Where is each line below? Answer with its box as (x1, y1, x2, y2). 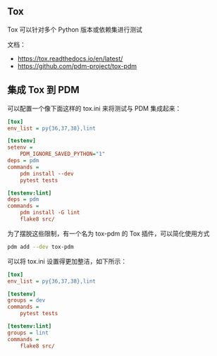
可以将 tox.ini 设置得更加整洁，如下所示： (7, 257, 128, 265)
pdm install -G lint (20, 209, 80, 216)
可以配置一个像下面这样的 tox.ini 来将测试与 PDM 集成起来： (7, 104, 182, 112)
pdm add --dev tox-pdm (7, 243, 74, 250)
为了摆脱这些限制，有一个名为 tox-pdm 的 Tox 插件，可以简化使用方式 (7, 229, 210, 238)
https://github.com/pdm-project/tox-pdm (17, 61, 137, 70)
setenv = (7, 144, 33, 151)
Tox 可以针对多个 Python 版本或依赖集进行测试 (7, 25, 143, 34)
